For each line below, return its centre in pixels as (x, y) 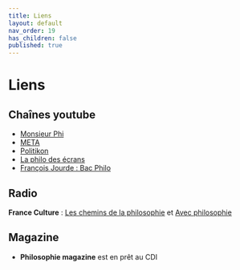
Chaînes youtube (52, 114)
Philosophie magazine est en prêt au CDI (89, 256)
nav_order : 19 (32, 30)
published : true (35, 46)
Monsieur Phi (42, 134)
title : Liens (30, 16)
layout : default (35, 23)
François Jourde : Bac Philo (65, 168)
